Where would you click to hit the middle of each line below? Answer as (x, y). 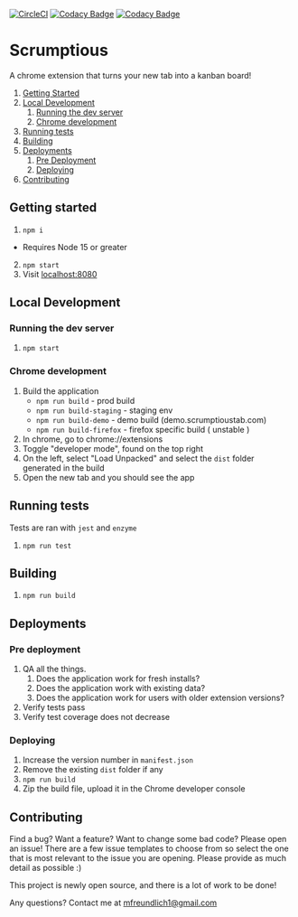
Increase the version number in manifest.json (108, 760)
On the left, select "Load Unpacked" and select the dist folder (138, 458)
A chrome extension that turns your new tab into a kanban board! (130, 75)
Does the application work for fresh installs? (118, 678)
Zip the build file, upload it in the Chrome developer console (134, 789)
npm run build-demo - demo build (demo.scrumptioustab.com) (151, 419)
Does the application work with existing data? (121, 688)
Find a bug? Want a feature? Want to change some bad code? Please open (148, 839)
